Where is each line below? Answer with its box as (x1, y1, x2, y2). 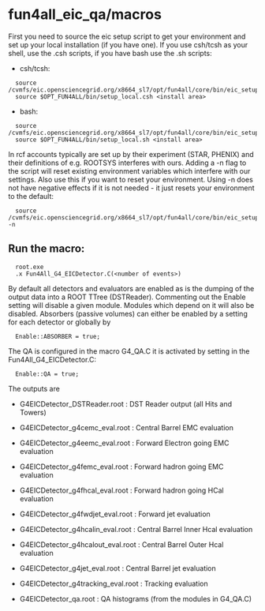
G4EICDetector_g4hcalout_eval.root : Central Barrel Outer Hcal (19, 539, 224, 549)
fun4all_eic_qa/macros (8, 6, 162, 24)
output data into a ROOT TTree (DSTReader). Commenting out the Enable (8, 292, 246, 302)
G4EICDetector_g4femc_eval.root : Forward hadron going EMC (19, 462, 224, 471)
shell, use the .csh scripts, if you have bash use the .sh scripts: (8, 48, 213, 58)
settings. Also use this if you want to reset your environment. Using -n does (8, 174, 254, 184)
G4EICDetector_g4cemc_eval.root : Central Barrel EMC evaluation (19, 422, 234, 432)
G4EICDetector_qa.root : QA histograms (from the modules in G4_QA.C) (19, 594, 252, 603)
